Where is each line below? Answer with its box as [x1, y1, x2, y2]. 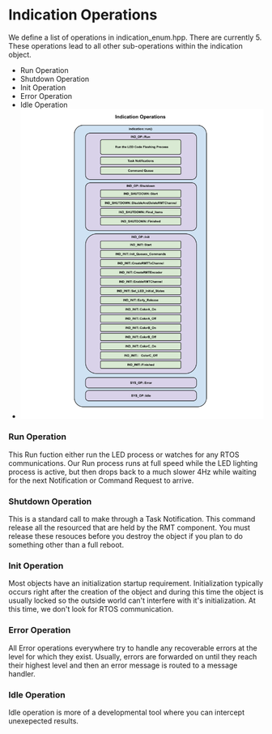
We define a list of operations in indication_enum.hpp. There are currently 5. [8, 32, 262, 42]
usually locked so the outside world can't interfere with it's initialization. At [8, 595, 257, 605]
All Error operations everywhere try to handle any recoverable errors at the [8, 642, 257, 653]
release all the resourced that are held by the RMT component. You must [8, 523, 251, 532]
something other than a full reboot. [8, 540, 124, 550]
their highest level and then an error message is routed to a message [8, 660, 238, 670]
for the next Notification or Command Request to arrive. [8, 476, 194, 485]
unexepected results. [8, 716, 79, 726]
